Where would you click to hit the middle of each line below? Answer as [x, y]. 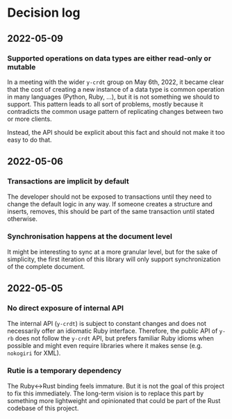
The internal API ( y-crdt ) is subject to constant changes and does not [107, 323]
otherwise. [23, 219]
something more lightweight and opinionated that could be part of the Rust [114, 400]
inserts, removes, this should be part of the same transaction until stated [111, 211]
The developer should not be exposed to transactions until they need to [109, 197]
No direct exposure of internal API [65, 309]
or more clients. [30, 119]
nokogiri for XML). [34, 353]
